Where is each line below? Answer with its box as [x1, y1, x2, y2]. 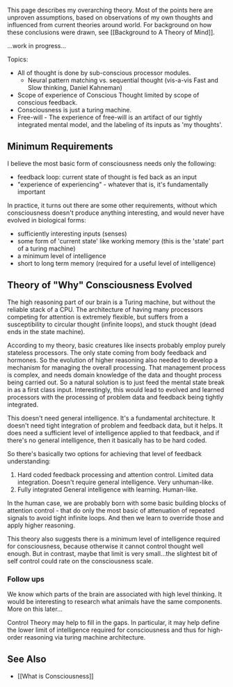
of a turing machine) [17, 244, 76, 252]
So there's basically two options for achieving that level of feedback [7, 449, 202, 458]
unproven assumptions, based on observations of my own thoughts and [7, 13, 214, 22]
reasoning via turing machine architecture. [24, 633, 146, 641]
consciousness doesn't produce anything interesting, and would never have [7, 209, 225, 217]
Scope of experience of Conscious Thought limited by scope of [17, 91, 200, 99]
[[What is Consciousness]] [17, 672, 94, 680]
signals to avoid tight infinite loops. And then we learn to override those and [7, 513, 224, 522]
